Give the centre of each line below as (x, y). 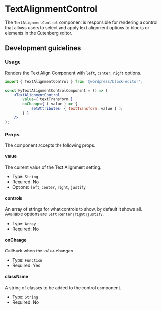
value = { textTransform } (48, 99)
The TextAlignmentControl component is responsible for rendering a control (81, 22)
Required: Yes (26, 265)
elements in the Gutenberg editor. (39, 33)
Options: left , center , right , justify (49, 187)
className (17, 277)
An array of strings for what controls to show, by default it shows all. (74, 209)
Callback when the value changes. (40, 251)
